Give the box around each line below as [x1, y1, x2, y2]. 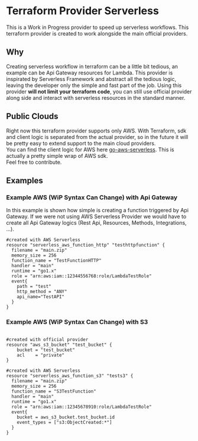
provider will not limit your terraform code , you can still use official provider [6, 87, 192, 95]
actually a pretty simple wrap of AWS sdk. [6, 152, 108, 159]
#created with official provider [6, 336, 89, 342]
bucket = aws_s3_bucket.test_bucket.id [17, 414, 115, 420]
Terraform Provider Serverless [6, 4, 160, 18]
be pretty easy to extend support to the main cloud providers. [6, 140, 156, 147]
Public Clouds [6, 111, 59, 122]
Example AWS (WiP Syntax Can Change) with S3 [6, 318, 148, 326]
